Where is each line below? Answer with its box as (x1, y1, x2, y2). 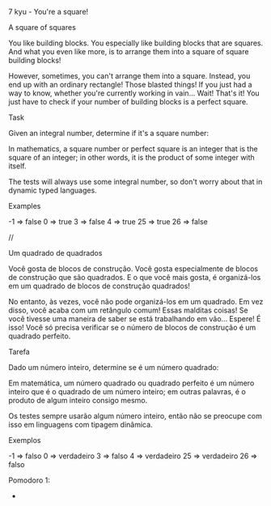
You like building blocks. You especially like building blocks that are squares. (8, 38, 264, 48)
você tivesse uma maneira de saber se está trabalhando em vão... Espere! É (8, 314, 261, 323)
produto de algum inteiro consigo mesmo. (8, 396, 148, 405)
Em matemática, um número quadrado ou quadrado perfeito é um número (8, 378, 255, 388)
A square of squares (8, 23, 77, 32)
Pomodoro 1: (8, 475, 50, 485)
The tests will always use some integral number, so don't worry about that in (8, 177, 263, 186)
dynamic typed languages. (8, 185, 97, 195)
